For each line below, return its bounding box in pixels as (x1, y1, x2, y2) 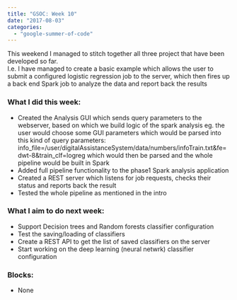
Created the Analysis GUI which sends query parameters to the (17, 113, 202, 122)
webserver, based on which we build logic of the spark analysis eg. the (17, 121, 225, 129)
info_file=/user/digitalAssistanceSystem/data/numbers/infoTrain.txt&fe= (17, 143, 227, 152)
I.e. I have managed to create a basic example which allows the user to (7, 64, 214, 73)
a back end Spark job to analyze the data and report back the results (7, 79, 207, 88)
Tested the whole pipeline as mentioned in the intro (17, 188, 168, 197)
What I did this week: (7, 97, 81, 107)
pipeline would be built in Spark (17, 158, 110, 167)
